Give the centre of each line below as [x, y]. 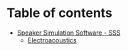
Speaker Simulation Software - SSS [69, 33]
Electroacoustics [52, 40]
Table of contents [60, 13]
